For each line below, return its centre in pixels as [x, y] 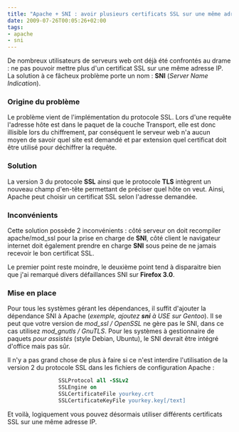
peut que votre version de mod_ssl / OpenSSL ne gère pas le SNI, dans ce [116, 324]
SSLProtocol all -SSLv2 [94, 381]
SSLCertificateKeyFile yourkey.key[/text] [122, 400]
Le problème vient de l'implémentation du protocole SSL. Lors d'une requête [119, 117]
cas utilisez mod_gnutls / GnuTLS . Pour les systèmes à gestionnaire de [111, 331]
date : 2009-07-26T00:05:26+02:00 [57, 21]
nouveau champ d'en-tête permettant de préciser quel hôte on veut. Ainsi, [116, 189]
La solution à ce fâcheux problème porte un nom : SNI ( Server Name [108, 76]
